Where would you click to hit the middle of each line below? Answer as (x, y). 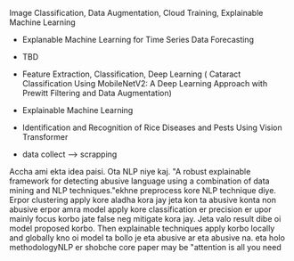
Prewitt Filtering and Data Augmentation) (97, 93)
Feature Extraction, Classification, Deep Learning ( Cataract (131, 74)
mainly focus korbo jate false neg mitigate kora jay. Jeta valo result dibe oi (145, 219)
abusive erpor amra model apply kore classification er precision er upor (140, 209)
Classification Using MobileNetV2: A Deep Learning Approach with (145, 83)
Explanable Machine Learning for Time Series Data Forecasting (138, 40)
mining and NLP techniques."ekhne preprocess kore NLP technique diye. (143, 190)
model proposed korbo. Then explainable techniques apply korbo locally (142, 228)
